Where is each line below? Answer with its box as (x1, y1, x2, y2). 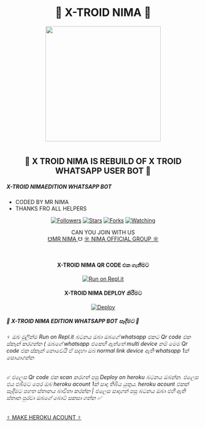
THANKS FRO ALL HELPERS (15, 205, 87, 213)
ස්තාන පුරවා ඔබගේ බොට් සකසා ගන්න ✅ (6, 394, 102, 402)
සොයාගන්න (6, 354, 34, 361)
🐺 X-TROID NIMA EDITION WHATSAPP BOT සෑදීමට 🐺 (6, 318, 139, 325)
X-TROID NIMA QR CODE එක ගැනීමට (57, 261, 149, 268)
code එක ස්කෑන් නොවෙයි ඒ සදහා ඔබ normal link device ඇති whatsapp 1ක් (6, 347, 189, 355)
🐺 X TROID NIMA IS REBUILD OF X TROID (24, 156, 182, 166)
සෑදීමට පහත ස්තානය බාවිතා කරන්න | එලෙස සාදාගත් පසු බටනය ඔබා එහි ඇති (6, 387, 186, 395)
